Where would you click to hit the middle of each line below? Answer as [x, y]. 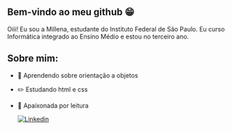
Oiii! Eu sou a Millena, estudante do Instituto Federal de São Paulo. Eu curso [116, 29]
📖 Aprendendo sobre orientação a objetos [78, 75]
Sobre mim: [33, 58]
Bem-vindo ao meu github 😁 [71, 12]
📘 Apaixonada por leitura [53, 106]
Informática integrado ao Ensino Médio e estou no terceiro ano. [98, 36]
